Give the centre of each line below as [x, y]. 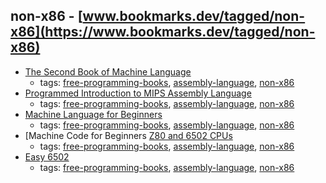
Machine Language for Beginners [93, 114]
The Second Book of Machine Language [108, 71]
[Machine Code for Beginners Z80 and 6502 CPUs [128, 135]
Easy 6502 [47, 156]
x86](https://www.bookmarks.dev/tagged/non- [163, 32]
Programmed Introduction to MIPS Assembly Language [138, 93]
